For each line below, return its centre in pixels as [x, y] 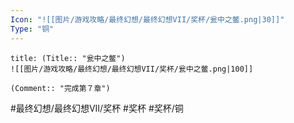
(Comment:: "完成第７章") [60, 88]
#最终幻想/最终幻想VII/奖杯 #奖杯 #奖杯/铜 [97, 108]
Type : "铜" [32, 29]
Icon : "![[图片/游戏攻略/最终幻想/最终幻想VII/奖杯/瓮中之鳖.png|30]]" [147, 19]
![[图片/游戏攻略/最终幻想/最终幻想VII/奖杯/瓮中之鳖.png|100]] [132, 69]
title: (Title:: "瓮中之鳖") [68, 58]
